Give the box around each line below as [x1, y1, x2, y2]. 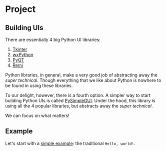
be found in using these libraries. [5, 82, 73, 88]
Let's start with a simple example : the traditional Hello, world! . [5, 140, 135, 146]
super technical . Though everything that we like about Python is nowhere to [5, 77, 161, 83]
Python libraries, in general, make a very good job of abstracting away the [5, 72, 157, 78]
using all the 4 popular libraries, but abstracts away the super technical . [5, 103, 153, 108]
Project [5, 3, 36, 15]
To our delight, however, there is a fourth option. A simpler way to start [5, 92, 151, 98]
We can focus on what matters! [5, 112, 69, 118]
